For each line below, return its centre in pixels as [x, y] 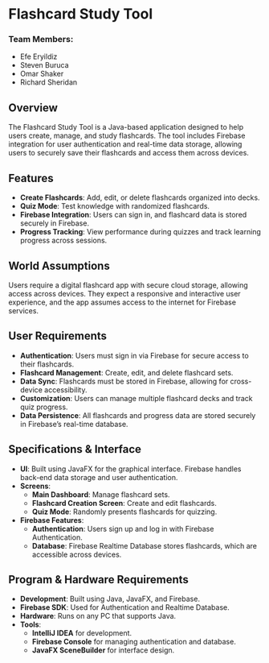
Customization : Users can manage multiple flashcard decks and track [136, 398]
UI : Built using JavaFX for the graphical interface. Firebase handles [130, 469]
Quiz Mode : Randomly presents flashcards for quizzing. [124, 512]
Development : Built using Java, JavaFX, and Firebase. [110, 599]
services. [23, 310]
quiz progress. [44, 407]
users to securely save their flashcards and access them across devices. [128, 153]
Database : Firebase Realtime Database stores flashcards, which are [144, 545]
